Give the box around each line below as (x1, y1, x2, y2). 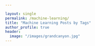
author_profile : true (5, 25, 50, 30)
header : (5, 30, 21, 34)
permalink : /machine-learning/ (5, 15, 69, 21)
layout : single (5, 11, 36, 16)
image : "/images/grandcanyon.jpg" (9, 34, 80, 39)
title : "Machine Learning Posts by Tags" (5, 20, 92, 25)
